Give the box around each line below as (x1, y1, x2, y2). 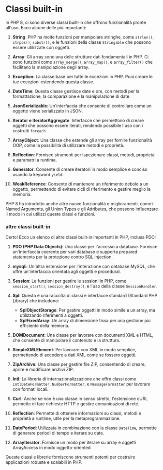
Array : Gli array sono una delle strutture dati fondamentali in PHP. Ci (12, 54, 149, 59)
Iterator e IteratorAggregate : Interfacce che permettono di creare (12, 117, 144, 123)
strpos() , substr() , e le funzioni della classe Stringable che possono (12, 39, 151, 45)
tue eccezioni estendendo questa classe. (12, 79, 95, 85)
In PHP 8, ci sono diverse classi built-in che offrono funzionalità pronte (5, 19, 147, 25)
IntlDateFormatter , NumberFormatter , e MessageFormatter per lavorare (12, 381, 150, 387)
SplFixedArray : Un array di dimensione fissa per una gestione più (19, 318, 151, 324)
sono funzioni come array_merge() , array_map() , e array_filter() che (12, 59, 153, 65)
